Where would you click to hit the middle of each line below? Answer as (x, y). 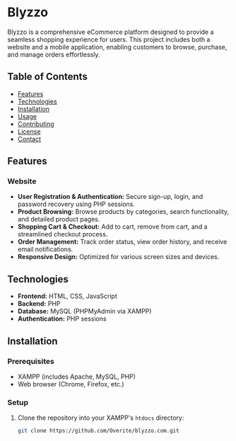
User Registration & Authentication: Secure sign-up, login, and (110, 197)
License (29, 131)
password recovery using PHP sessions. (76, 204)
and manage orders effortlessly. (54, 55)
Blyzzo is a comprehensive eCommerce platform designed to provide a (111, 32)
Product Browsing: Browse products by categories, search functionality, (123, 212)
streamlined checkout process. (63, 234)
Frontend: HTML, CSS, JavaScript (67, 296)
